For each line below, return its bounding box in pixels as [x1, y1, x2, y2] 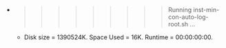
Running [167, 6, 192, 14]
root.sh [167, 20, 189, 28]
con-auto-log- [167, 13, 209, 21]
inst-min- [192, 6, 220, 14]
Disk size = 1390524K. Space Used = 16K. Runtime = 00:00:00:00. [23, 33, 214, 41]
